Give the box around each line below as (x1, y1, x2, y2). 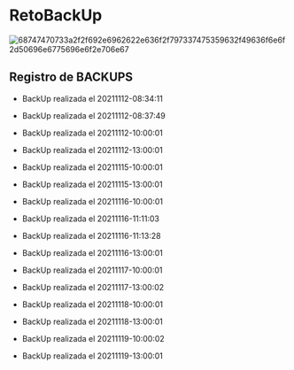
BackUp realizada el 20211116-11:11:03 (21, 213, 159, 224)
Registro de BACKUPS (9, 70, 134, 85)
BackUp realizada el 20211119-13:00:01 (21, 351, 164, 361)
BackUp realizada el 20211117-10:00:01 (21, 265, 163, 275)
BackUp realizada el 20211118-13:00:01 (21, 316, 164, 327)
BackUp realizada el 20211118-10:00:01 (21, 298, 164, 310)
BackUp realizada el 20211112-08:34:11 (21, 93, 164, 104)
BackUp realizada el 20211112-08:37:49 (21, 110, 166, 120)
